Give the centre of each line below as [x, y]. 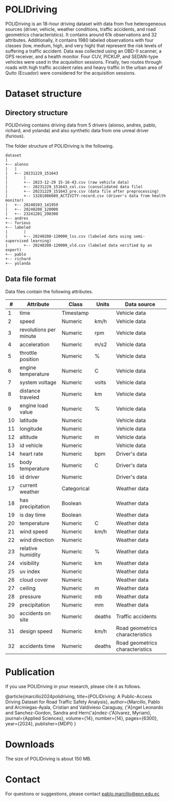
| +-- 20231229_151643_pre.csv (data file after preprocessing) [82, 191]
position [29, 359]
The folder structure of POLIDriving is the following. [60, 146]
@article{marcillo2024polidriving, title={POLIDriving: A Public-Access [79, 696]
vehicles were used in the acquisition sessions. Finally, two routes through [84, 62]
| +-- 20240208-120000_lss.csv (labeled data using [68, 236]
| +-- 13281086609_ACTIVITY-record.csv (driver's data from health [86, 196]
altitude [29, 437]
